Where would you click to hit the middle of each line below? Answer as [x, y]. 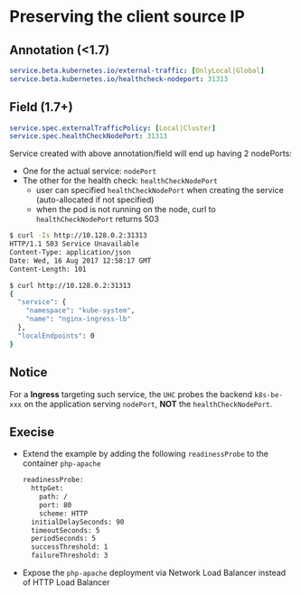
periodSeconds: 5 [64, 539]
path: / [53, 497]
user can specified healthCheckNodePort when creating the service [160, 191]
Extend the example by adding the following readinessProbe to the [146, 454]
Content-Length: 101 [48, 269]
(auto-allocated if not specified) [95, 200]
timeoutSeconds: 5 [66, 530]
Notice [28, 372]
